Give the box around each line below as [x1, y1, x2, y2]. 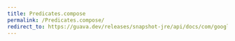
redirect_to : [7, 23, 45, 30]
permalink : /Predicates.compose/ [7, 17, 105, 24]
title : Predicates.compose [7, 10, 86, 17]
